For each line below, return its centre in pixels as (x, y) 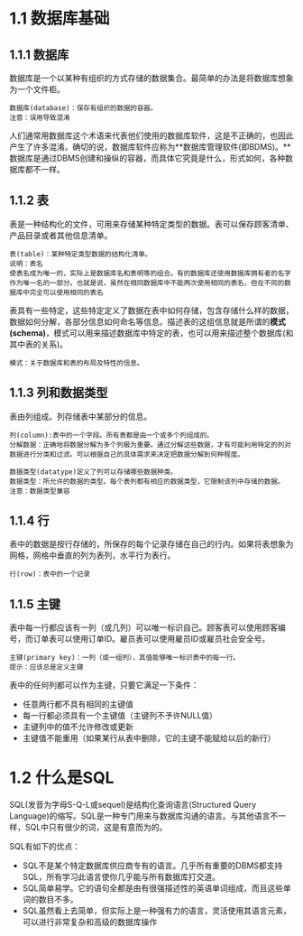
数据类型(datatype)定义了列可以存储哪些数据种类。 (93, 472)
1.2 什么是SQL (62, 778)
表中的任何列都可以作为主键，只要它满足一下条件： (104, 685)
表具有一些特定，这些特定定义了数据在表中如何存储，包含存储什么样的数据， (151, 310)
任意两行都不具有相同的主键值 (78, 704)
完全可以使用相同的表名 (66, 292)
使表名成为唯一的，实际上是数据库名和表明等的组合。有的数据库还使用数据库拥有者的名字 (150, 273)
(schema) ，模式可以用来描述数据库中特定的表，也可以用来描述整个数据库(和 (151, 333)
